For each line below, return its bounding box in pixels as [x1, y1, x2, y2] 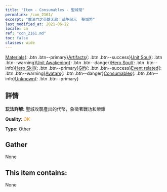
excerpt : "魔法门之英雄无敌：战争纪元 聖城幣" [5, 17, 95, 22]
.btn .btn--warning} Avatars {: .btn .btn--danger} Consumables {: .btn [5, 70, 145, 76]
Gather [5, 140, 28, 149]
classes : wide [5, 40, 35, 45]
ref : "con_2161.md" [5, 31, 47, 36]
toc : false [5, 36, 28, 41]
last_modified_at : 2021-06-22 [5, 21, 69, 27]
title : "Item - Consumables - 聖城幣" [5, 7, 85, 13]
